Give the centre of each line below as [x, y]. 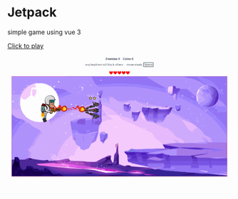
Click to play [26, 45]
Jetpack [32, 12]
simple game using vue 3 [44, 32]
